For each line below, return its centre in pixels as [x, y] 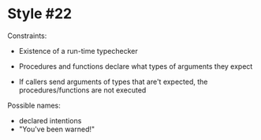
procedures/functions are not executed [82, 90]
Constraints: [27, 36]
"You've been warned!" [57, 129]
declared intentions [50, 120]
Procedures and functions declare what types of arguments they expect [136, 66]
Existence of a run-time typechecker [78, 51]
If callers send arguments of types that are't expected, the [113, 81]
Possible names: [34, 105]
